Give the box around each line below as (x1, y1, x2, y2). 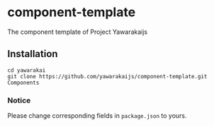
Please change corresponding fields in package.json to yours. (7, 111, 187, 120)
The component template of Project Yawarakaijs (7, 28, 147, 36)
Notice (7, 95, 31, 105)
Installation (7, 48, 58, 60)
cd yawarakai (7, 66, 46, 74)
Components (7, 79, 40, 86)
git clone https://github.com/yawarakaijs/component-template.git (7, 73, 208, 80)
